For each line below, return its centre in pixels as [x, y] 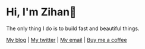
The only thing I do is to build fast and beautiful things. [73, 28]
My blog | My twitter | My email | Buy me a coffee [67, 40]
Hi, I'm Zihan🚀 [41, 12]
